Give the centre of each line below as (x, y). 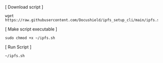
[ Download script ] (24, 7)
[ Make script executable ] (31, 29)
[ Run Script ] (18, 47)
